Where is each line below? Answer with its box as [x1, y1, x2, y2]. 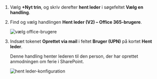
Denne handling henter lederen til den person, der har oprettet [9, 53, 138, 59]
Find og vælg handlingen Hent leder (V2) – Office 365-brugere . [9, 19, 142, 25]
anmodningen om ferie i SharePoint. [9, 59, 84, 64]
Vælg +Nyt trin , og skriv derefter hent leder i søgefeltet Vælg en [9, 4, 143, 10]
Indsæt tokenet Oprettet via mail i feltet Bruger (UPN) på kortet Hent [9, 38, 152, 44]
